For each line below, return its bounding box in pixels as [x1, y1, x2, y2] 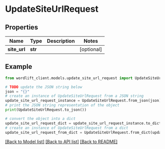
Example [5, 62, 32, 71]
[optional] [79, 46, 102, 53]
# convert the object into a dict [5, 116, 76, 121]
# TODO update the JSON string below [5, 85, 82, 89]
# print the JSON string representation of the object [5, 103, 120, 108]
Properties [5, 23, 38, 31]
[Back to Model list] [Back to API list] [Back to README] [5, 139, 118, 145]
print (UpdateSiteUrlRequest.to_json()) [5, 107, 87, 113]
